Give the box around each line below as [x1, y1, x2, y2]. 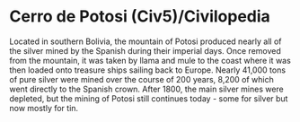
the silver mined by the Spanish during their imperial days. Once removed [9, 45, 281, 56]
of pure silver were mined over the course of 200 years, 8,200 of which [9, 74, 274, 84]
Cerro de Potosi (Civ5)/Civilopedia [9, 6, 271, 27]
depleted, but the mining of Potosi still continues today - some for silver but [9, 92, 288, 104]
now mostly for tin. [9, 102, 79, 113]
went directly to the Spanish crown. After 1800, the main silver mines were [9, 83, 285, 94]
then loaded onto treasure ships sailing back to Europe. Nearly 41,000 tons [9, 65, 286, 75]
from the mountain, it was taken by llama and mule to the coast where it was [9, 55, 292, 65]
